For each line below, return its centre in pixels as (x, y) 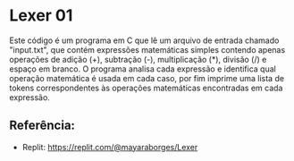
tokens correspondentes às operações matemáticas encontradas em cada (146, 88)
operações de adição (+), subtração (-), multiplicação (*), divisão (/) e (138, 59)
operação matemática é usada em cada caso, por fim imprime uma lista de (147, 78)
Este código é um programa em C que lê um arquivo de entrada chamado (144, 40)
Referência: (42, 126)
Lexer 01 (41, 16)
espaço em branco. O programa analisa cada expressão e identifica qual (143, 69)
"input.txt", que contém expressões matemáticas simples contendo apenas (147, 49)
